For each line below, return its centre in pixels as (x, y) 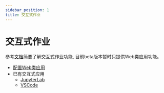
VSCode (29, 85)
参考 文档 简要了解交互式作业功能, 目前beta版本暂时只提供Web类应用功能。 (84, 57)
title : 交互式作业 (23, 15)
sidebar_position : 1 (27, 10)
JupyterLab (33, 80)
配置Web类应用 (29, 67)
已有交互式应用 (28, 74)
